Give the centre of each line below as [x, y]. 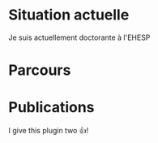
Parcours [40, 70]
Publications [51, 108]
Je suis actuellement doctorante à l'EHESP [79, 37]
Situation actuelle [69, 15]
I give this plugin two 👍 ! [49, 131]
